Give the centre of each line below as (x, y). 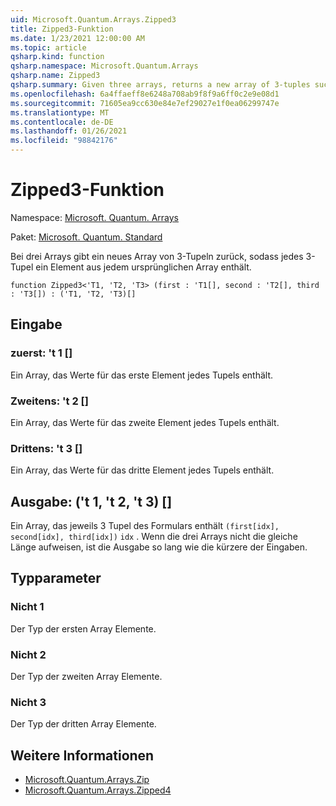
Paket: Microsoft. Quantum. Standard (86, 237)
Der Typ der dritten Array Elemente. (83, 724)
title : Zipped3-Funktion (62, 29)
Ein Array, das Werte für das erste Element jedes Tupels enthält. (142, 375)
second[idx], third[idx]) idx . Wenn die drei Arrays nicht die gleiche (154, 537)
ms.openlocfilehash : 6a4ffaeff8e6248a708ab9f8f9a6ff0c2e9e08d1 (145, 94)
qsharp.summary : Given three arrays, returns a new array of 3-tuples (160, 85)
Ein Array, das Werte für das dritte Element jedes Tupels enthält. (142, 470)
